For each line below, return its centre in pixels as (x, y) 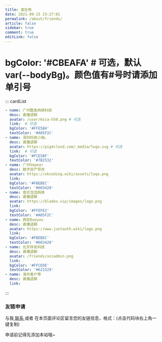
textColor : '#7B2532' (32, 160)
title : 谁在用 (18, 10)
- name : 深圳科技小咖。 (27, 138)
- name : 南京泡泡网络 (25, 192)
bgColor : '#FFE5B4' (29, 129)
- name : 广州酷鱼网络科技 (29, 110)
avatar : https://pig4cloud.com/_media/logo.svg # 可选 (66, 147)
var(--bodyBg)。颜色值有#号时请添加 (81, 75)
